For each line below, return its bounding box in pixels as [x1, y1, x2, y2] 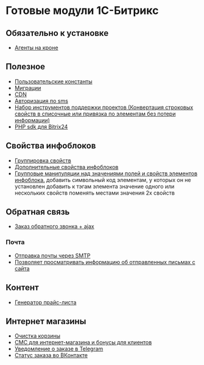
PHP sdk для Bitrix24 [14, 123, 68, 130]
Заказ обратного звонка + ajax [14, 223, 95, 230]
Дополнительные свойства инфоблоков [14, 163, 119, 170]
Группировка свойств [14, 156, 71, 164]
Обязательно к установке [5, 28, 109, 38]
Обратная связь [5, 207, 70, 217]
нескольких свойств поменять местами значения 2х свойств [14, 189, 175, 196]
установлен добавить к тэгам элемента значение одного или [14, 182, 175, 190]
